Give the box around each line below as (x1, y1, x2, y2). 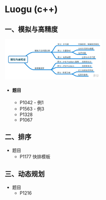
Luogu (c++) (5, 4, 58, 15)
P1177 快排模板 (19, 153, 50, 159)
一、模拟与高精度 (5, 25, 58, 33)
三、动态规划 (5, 170, 45, 178)
